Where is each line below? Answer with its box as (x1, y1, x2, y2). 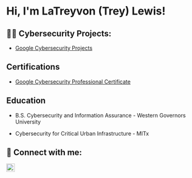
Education (6, 96, 46, 106)
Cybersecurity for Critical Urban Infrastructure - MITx (15, 130, 149, 137)
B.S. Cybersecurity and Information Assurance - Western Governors (15, 111, 187, 119)
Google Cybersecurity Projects (15, 44, 93, 51)
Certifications (6, 62, 60, 72)
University (15, 118, 41, 125)
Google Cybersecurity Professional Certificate (15, 77, 131, 85)
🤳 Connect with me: (6, 147, 82, 158)
